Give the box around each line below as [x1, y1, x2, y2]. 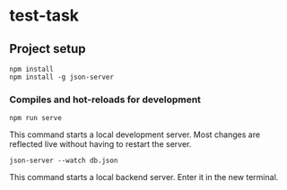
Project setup [9, 41, 87, 56]
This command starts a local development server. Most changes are [9, 129, 261, 140]
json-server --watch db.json [9, 156, 118, 166]
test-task [9, 5, 79, 26]
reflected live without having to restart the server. [9, 139, 192, 150]
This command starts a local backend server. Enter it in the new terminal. [9, 172, 279, 183]
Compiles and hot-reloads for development [9, 93, 202, 106]
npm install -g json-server [9, 73, 115, 82]
